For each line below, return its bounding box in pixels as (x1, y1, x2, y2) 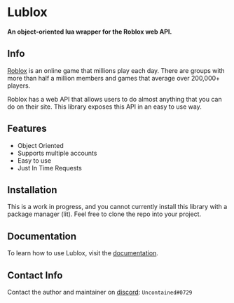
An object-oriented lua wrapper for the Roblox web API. (7, 27, 172, 36)
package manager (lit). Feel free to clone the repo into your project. (7, 210, 202, 218)
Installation (7, 184, 57, 196)
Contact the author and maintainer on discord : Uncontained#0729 (7, 288, 193, 296)
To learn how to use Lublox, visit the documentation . (7, 249, 159, 257)
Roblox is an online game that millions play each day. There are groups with (7, 66, 226, 74)
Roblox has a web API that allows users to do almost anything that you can (7, 95, 222, 103)
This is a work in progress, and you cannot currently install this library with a (7, 203, 228, 211)
